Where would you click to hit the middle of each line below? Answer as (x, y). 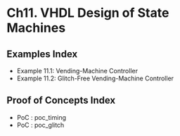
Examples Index (42, 54)
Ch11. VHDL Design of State (88, 13)
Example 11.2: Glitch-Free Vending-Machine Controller (95, 78)
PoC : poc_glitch (40, 125)
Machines (36, 28)
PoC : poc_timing (41, 117)
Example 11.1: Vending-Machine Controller (77, 71)
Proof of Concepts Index (61, 100)
